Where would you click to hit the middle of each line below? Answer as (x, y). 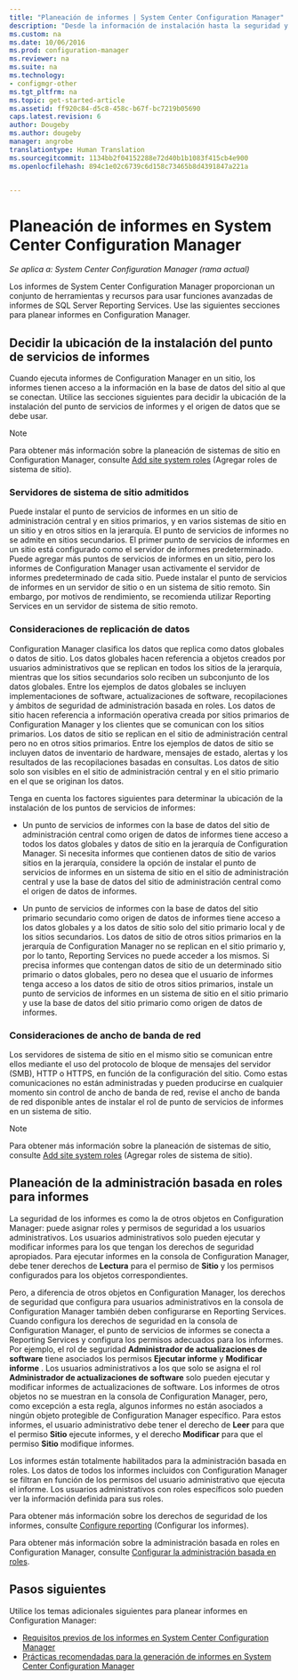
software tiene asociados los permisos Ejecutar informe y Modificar (136, 1358)
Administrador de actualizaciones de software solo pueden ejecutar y (140, 1377)
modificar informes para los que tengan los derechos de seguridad (132, 1247)
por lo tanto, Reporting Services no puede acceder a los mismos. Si (145, 955)
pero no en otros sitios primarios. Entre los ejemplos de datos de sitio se (141, 743)
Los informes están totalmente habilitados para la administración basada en (148, 1460)
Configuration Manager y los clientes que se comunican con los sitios (137, 724)
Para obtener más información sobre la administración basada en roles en (145, 1542)
